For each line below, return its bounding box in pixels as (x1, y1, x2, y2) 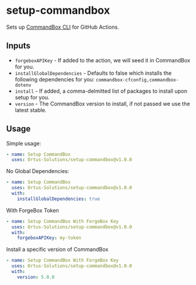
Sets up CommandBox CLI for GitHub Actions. (6, 23, 120, 31)
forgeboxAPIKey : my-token (17, 235, 82, 241)
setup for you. (14, 93, 50, 101)
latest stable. (14, 106, 47, 114)
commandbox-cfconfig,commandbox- (95, 77, 179, 83)
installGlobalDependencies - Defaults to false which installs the (14, 69, 172, 77)
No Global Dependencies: (6, 168, 70, 175)
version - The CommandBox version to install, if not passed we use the (14, 100, 190, 107)
